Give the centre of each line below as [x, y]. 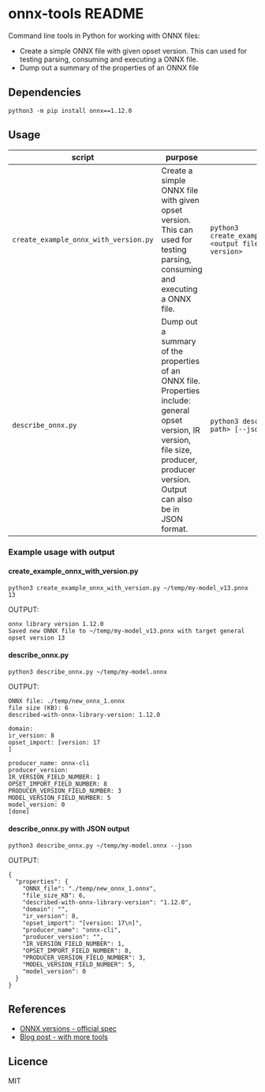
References [37, 1009]
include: [176, 400]
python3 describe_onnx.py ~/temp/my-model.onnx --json [100, 846]
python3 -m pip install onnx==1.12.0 [70, 111]
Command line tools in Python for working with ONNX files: [104, 36]
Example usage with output [62, 552]
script [83, 157]
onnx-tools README [76, 14]
